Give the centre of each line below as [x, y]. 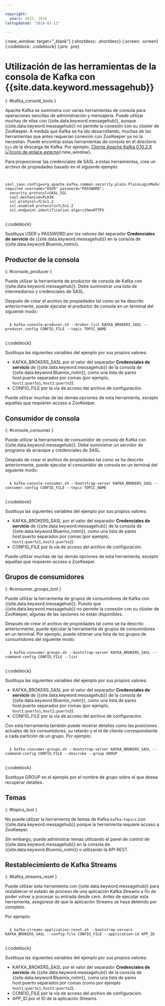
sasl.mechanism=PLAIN [32, 197]
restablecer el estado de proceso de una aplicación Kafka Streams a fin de [81, 892]
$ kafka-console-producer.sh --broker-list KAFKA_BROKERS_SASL [75, 325]
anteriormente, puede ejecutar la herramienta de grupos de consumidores [80, 629]
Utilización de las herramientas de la [81, 66]
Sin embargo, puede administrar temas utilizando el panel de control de [77, 839]
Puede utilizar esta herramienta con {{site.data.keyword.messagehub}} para [82, 886]
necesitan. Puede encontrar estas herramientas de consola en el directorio [81, 142]
